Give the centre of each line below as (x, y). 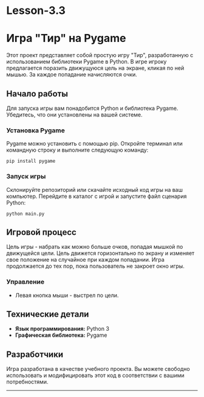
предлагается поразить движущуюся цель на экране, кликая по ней (95, 68)
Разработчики (35, 354)
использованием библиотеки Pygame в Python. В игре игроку (87, 62)
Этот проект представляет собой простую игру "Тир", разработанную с (100, 55)
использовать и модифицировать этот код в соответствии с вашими (96, 375)
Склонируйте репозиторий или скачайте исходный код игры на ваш (95, 189)
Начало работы (37, 94)
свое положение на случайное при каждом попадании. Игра (86, 260)
